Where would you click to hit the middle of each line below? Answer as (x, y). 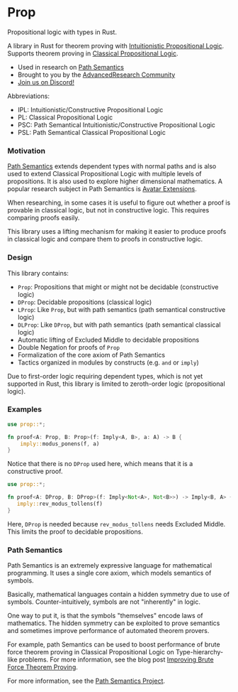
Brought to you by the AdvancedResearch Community (96, 75)
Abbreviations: (28, 96)
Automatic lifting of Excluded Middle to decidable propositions (108, 340)
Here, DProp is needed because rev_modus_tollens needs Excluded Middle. (117, 524)
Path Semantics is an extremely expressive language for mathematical (110, 566)
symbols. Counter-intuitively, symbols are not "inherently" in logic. (104, 602)
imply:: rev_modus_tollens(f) (59, 504)
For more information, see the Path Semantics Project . (86, 681)
